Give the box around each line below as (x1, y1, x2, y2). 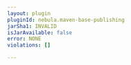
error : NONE (7, 36, 41, 42)
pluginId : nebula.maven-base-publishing (7, 16, 125, 23)
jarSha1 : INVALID (7, 23, 57, 29)
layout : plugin (7, 10, 51, 17)
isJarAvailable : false (7, 29, 72, 36)
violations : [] (7, 42, 51, 49)
